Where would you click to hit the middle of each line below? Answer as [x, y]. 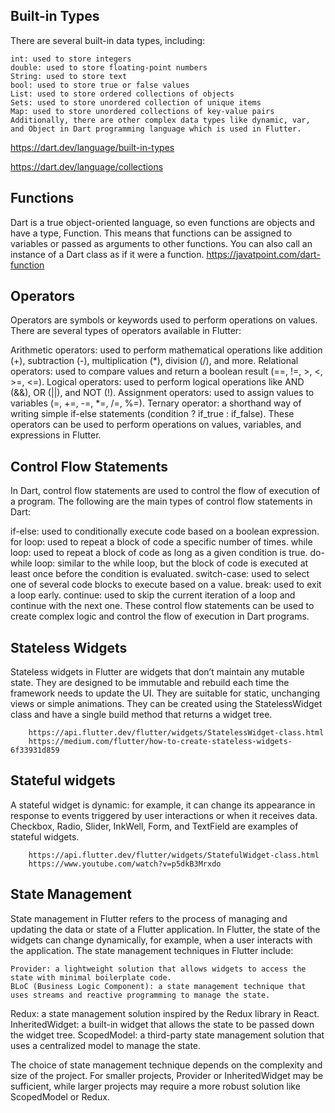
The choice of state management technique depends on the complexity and [166, 1065]
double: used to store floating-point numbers [109, 67]
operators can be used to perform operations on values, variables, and [156, 425]
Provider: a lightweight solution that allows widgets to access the [158, 969]
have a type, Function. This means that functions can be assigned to [151, 233]
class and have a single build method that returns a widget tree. [141, 715]
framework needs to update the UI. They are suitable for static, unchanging [165, 693]
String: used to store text [69, 76]
